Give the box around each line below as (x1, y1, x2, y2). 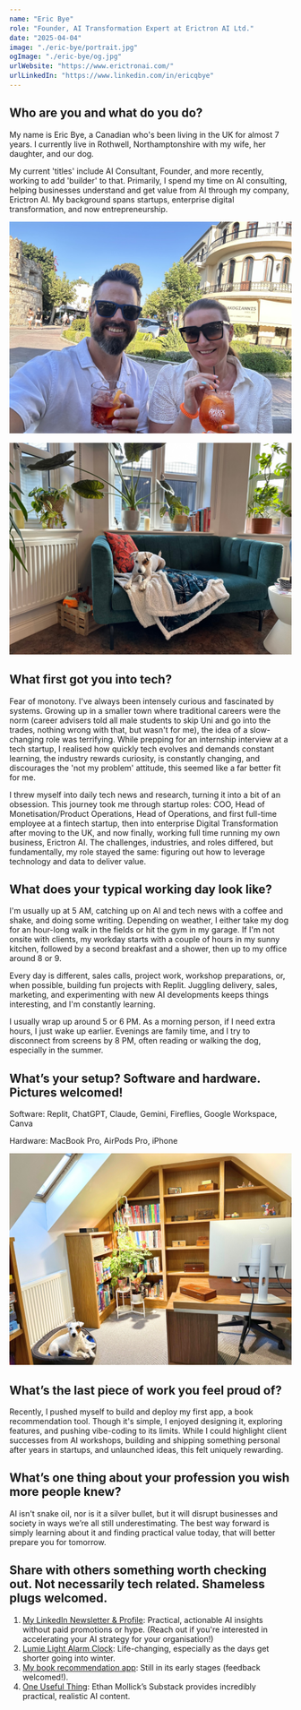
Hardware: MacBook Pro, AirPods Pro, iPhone (9, 1136, 178, 1147)
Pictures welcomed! (9, 1085, 124, 1100)
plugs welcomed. (9, 1591, 107, 1606)
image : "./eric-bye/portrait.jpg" (9, 43, 139, 52)
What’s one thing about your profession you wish (9, 1470, 290, 1486)
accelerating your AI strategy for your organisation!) (21, 1633, 214, 1644)
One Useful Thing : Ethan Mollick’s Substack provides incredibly (21, 1680, 257, 1692)
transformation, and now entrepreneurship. (9, 203, 168, 214)
